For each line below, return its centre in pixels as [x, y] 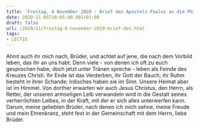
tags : [13, 34]
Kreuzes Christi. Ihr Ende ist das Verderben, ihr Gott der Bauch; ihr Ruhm [95, 75]
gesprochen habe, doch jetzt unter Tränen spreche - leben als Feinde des [96, 69]
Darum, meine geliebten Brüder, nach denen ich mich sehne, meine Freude [98, 107]
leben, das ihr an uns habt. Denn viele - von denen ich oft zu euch [87, 63]
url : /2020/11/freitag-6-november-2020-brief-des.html [76, 28]
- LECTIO [17, 39]
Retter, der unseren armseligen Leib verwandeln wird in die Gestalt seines [97, 94]
